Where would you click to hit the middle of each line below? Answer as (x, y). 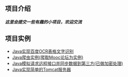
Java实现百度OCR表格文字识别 (43, 51)
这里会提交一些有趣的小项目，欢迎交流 (43, 22)
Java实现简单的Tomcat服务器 (42, 69)
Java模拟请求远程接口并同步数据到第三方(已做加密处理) (67, 63)
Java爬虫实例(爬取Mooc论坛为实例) (48, 57)
